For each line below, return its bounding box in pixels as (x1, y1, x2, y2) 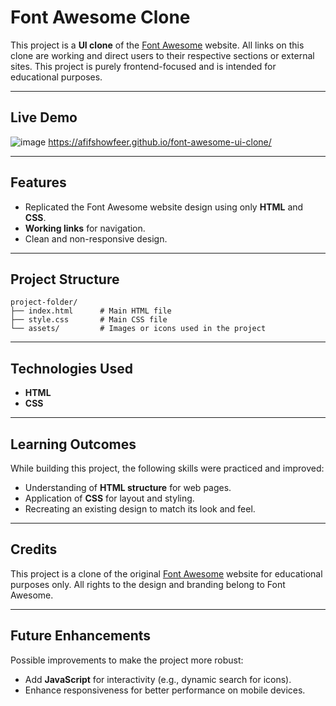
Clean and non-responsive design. (24, 232, 168, 245)
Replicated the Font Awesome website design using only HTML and (24, 201, 304, 213)
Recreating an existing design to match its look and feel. (24, 503, 256, 515)
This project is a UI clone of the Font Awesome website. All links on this (10, 39, 305, 51)
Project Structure (10, 271, 120, 288)
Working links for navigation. (24, 222, 146, 234)
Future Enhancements (10, 627, 152, 645)
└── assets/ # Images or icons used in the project (10, 324, 267, 334)
